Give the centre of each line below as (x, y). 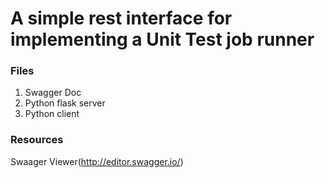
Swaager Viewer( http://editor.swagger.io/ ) (97, 161)
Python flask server (65, 103)
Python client (52, 114)
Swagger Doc (53, 93)
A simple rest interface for (121, 18)
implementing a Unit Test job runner (162, 39)
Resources (37, 140)
